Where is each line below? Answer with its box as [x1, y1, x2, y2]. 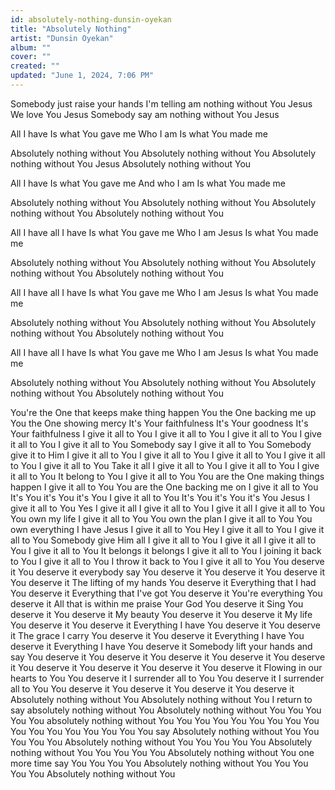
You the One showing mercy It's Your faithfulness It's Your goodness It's [10, 417, 309, 429]
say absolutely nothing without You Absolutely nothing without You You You [10, 704, 322, 716]
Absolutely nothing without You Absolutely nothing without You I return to [10, 693, 313, 705]
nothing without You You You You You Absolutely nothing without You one [10, 746, 315, 758]
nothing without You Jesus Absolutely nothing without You [10, 157, 252, 170]
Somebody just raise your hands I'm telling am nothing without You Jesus [10, 97, 313, 110]
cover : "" [10, 52, 52, 62]
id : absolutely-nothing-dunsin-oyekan [10, 14, 172, 25]
